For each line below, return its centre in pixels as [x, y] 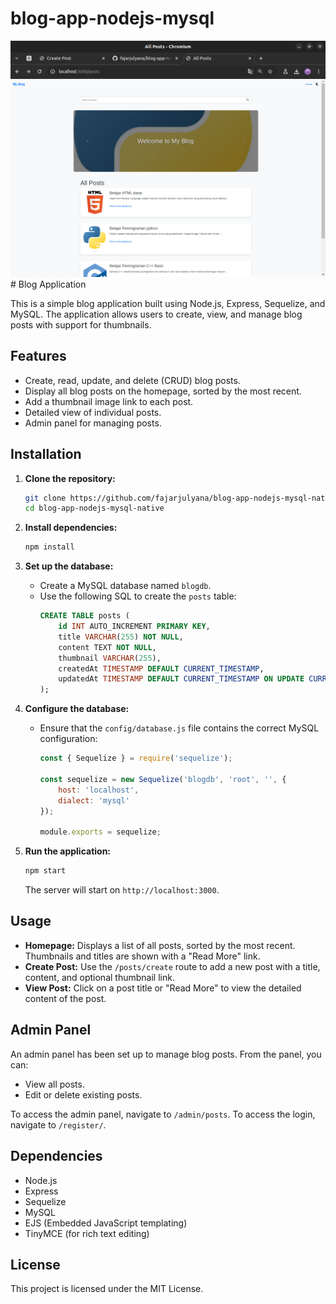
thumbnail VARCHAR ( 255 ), [110, 658]
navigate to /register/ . [58, 1124]
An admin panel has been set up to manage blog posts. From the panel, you [166, 1054]
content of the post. [65, 998]
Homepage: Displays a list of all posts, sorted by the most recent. [160, 945]
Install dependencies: [71, 528]
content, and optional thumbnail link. [99, 977]
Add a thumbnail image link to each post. [109, 401]
